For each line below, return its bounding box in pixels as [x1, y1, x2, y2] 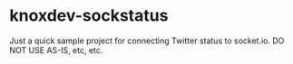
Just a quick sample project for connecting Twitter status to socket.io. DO [9, 35, 285, 46]
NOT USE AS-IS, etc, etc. [9, 44, 103, 55]
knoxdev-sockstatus [9, 5, 169, 26]
